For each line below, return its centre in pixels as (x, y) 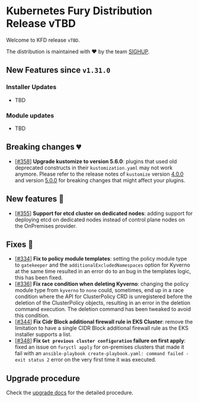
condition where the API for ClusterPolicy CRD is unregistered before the (103, 297)
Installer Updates (31, 87)
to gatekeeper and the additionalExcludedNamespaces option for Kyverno (102, 265)
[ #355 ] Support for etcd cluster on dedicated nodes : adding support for (104, 213)
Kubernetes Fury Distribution (79, 11)
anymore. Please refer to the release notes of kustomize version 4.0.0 (99, 174)
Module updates (30, 115)
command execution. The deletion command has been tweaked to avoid (103, 309)
